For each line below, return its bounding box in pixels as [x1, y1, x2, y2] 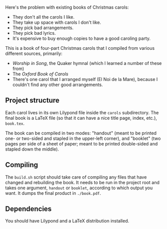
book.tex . [5, 120, 25, 126]
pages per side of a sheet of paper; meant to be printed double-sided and [5, 140, 158, 146]
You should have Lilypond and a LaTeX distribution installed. [5, 218, 129, 224]
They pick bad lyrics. [12, 30, 56, 36]
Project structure [5, 96, 60, 105]
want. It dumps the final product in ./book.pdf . [5, 190, 101, 196]
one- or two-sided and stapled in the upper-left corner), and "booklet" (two [5, 135, 161, 141]
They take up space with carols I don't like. [12, 20, 101, 25]
